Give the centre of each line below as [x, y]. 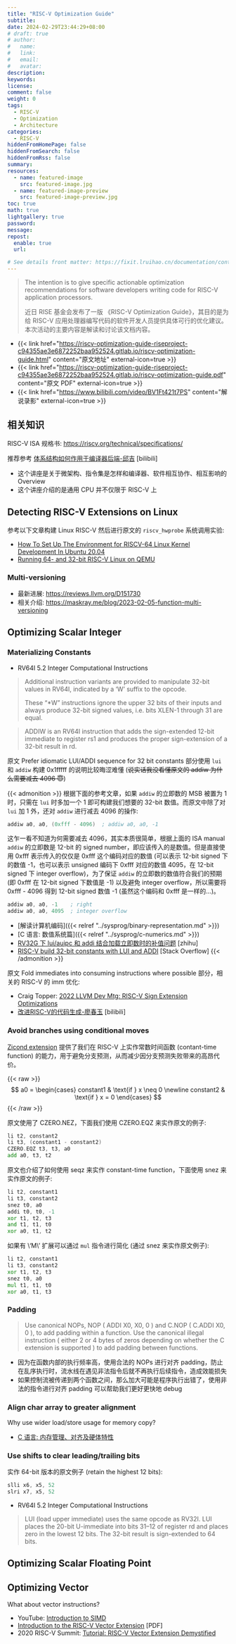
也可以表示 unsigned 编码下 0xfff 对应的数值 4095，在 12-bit [126, 865]
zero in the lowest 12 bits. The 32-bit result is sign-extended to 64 [120, 1534]
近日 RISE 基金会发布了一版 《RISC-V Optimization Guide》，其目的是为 [126, 312]
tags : [15, 106]
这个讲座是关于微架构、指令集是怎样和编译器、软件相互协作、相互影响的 [122, 473]
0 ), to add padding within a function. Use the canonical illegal [114, 1333]
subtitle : [22, 20]
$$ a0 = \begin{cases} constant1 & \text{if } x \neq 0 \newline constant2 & [118, 1090]
